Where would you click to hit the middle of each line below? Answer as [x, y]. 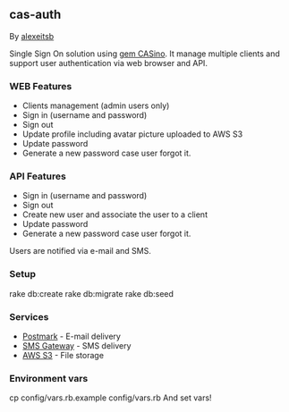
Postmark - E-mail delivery [71, 336]
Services [29, 316]
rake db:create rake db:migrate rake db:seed [92, 293]
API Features [38, 176]
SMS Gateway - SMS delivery [76, 346]
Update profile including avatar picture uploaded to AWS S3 [132, 134]
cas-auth [35, 15]
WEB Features [41, 86]
